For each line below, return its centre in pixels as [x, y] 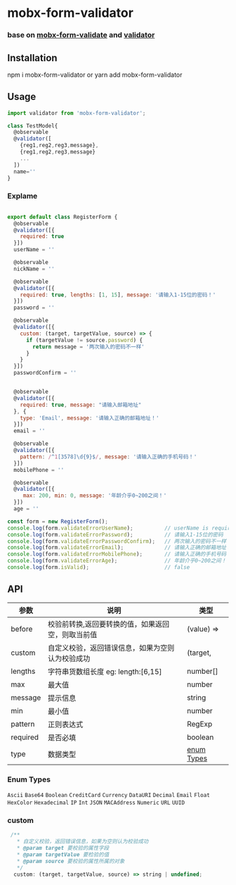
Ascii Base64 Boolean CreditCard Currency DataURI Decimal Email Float [109, 796]
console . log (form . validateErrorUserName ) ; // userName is [108, 528]
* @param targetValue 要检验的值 [63, 854]
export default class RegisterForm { [63, 217]
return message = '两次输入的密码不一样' [89, 346]
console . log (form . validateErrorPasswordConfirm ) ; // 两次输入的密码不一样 [117, 541]
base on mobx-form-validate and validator [81, 35]
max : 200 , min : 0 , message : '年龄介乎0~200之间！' [95, 496]
